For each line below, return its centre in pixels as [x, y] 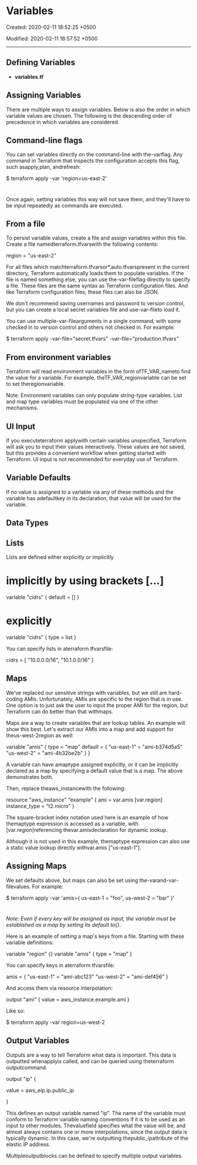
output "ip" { [21, 1079]
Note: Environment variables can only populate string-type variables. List [94, 395]
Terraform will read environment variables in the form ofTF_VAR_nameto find [98, 371]
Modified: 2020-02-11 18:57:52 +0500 [52, 38]
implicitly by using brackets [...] [85, 581]
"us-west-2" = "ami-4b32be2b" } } [48, 753]
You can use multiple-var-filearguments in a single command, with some [94, 321]
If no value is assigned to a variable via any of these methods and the [90, 492]
